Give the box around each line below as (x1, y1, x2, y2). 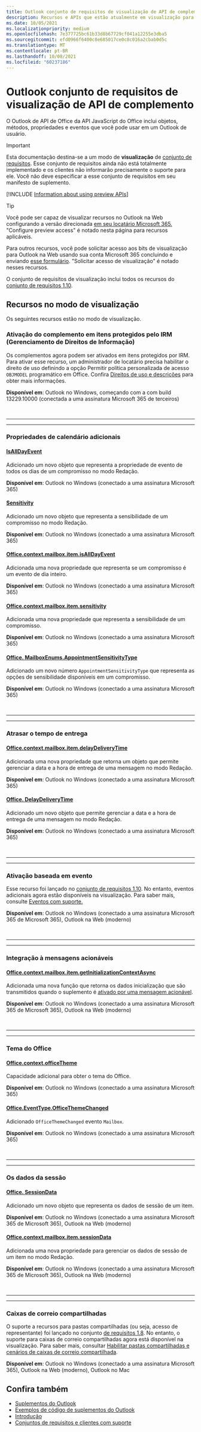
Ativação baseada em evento (6, 872, 93, 880)
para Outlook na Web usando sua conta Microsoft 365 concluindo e (6, 251, 173, 258)
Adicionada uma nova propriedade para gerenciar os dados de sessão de (6, 1247, 187, 1254)
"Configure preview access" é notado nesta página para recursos (6, 226, 168, 234)
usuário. (6, 130, 27, 138)
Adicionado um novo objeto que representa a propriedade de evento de (6, 461, 183, 469)
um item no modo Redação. (6, 1253, 74, 1260)
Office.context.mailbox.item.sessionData (6, 1234, 112, 1241)
